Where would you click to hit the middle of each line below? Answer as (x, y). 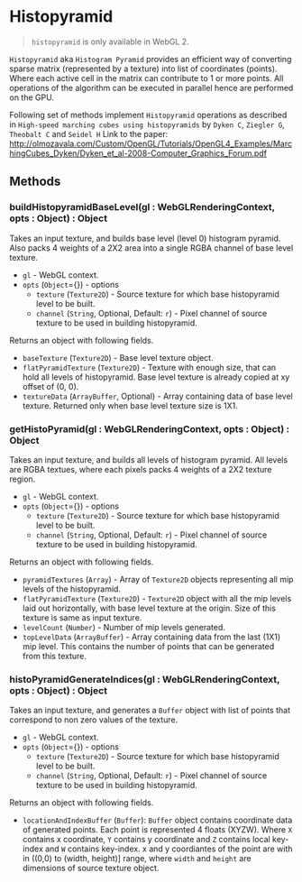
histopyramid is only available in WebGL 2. (110, 41)
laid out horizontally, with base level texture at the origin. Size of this (149, 608)
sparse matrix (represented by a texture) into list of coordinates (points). (143, 69)
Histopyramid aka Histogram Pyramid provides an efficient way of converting (151, 59)
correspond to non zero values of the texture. (94, 720)
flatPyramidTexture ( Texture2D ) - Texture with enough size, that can (149, 367)
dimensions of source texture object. (91, 868)
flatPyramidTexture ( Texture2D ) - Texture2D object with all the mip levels (157, 598)
